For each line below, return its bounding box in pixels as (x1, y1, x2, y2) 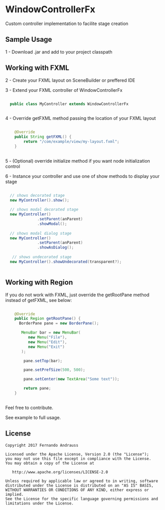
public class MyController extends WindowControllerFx (10, 101, 129, 107)
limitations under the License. (5, 501, 74, 506)
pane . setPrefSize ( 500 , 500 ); (23, 367, 86, 373)
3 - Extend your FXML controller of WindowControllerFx (5, 87, 123, 93)
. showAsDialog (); (37, 245, 74, 250)
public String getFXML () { (14, 134, 72, 140)
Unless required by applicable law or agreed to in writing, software (5, 478, 158, 483)
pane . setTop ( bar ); (23, 358, 63, 363)
